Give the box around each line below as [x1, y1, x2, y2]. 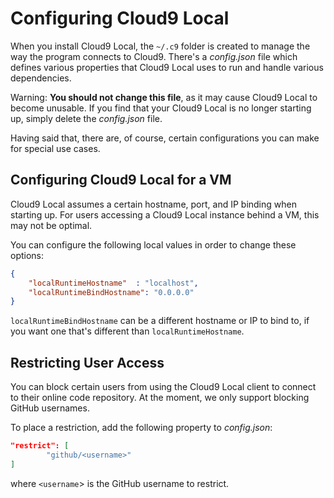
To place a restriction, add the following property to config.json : [10, 422, 273, 434]
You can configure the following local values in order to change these [10, 238, 297, 251]
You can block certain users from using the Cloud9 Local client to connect [10, 381, 317, 393]
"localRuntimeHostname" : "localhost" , [28, 278, 199, 288]
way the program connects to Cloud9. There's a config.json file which [10, 50, 298, 62]
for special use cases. [10, 142, 101, 154]
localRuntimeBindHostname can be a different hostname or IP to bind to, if [10, 315, 310, 327]
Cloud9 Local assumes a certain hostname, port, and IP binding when [10, 198, 297, 210]
